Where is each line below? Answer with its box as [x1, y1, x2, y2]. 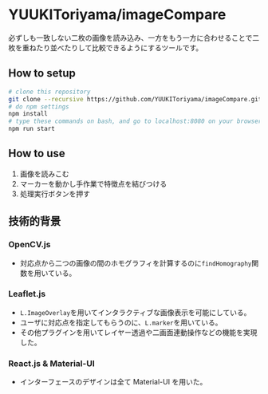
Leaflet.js [8, 289, 46, 300]
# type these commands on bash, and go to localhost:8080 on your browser [8, 117, 262, 125]
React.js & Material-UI [8, 357, 95, 368]
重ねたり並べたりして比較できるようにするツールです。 [22, 42, 203, 53]
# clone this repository [8, 88, 91, 96]
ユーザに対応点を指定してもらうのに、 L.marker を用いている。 [19, 317, 223, 327]
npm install [8, 110, 48, 118]
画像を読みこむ [19, 169, 69, 179]
